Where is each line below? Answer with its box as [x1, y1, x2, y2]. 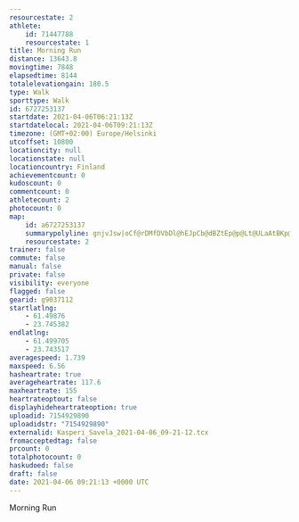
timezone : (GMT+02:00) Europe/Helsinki [9, 129, 158, 138]
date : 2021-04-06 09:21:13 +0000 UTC [9, 477, 149, 486]
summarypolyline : [25, 228, 90, 237]
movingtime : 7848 [9, 63, 74, 72]
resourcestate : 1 [25, 37, 90, 47]
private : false [9, 270, 66, 279]
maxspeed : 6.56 [9, 361, 66, 370]
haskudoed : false [9, 461, 74, 470]
